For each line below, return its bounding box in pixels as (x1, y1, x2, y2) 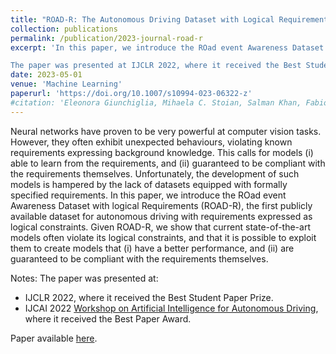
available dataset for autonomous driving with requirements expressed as (10, 210, 313, 222)
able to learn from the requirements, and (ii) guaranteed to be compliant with (10, 157, 326, 169)
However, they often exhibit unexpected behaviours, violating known (10, 136, 293, 148)
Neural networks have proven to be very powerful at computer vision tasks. (10, 125, 322, 137)
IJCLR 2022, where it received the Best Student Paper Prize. (24, 291, 274, 303)
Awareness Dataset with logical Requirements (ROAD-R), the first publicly (10, 199, 313, 211)
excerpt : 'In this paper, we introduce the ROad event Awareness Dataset (10, 42, 325, 53)
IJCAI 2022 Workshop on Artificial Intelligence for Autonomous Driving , (24, 302, 319, 314)
